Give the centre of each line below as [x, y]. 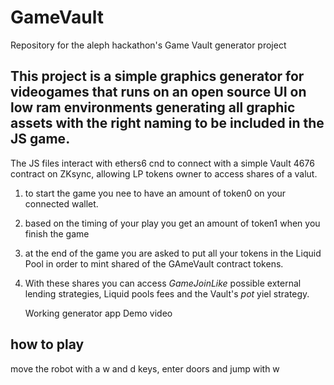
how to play [47, 344]
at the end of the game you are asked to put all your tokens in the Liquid [173, 253]
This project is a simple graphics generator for [157, 76]
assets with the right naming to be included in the [167, 123]
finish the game [57, 233]
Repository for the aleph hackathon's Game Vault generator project [148, 45]
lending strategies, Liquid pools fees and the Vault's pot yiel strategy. [167, 293]
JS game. [40, 139]
